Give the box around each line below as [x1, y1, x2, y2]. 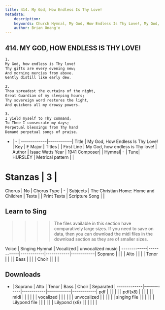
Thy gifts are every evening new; [5, 66, 76, 71]
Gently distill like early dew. [5, 75, 71, 80]
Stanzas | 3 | [5, 172, 58, 183]
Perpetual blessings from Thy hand [5, 125, 78, 130]
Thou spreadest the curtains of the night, [5, 89, 96, 94]
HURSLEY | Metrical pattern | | [12, 154, 74, 160]
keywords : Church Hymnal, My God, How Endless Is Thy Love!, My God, [14, 21, 160, 26]
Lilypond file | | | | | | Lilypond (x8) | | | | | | [12, 299, 98, 305]
